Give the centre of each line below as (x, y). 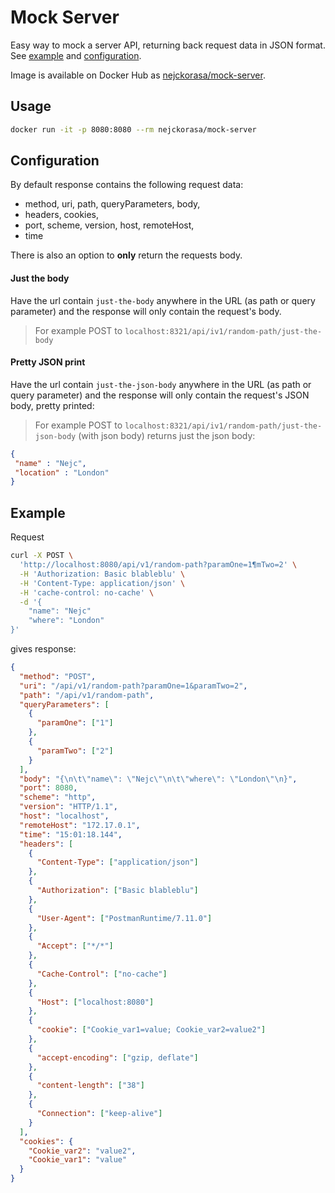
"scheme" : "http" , (58, 797)
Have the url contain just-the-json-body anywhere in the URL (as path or (161, 384)
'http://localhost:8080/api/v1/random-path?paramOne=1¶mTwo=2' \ (158, 565)
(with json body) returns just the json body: (167, 435)
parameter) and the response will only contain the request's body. (146, 311)
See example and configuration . (76, 55)
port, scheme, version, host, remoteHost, (109, 225)
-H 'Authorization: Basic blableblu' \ (102, 574)
